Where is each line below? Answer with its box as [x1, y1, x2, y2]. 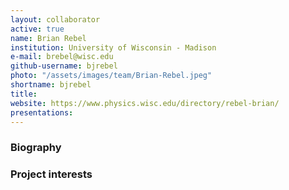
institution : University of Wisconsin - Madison [10, 42, 217, 53]
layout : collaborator [10, 14, 101, 25]
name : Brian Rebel [10, 33, 87, 43]
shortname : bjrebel [10, 80, 92, 90]
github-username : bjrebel [10, 61, 118, 71]
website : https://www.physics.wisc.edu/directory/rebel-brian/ [10, 98, 280, 108]
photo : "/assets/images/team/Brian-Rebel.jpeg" [10, 71, 213, 81]
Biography [10, 141, 62, 155]
